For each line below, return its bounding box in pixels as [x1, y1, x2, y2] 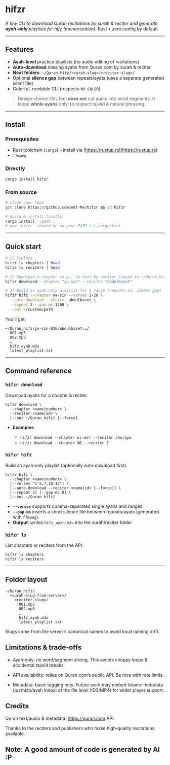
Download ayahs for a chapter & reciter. [5, 392, 88, 398]
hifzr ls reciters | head [5, 265, 60, 270]
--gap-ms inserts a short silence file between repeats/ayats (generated [12, 508, 159, 514]
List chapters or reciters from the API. [5, 542, 83, 548]
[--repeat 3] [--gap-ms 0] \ [10, 490, 71, 495]
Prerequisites [5, 135, 39, 143]
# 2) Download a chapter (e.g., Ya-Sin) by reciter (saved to [5, 274, 139, 280]
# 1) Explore [5, 256, 33, 261]
